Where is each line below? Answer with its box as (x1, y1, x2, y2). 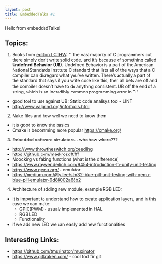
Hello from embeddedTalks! (5, 25, 60, 31)
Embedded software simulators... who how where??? (12, 137, 118, 143)
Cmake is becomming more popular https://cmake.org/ (12, 127, 122, 133)
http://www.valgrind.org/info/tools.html (12, 104, 90, 109)
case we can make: (12, 201, 51, 207)
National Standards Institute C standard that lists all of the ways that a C (12, 67, 156, 73)
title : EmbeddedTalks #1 (5, 12, 55, 16)
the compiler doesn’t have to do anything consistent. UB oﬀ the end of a (12, 83, 156, 90)
